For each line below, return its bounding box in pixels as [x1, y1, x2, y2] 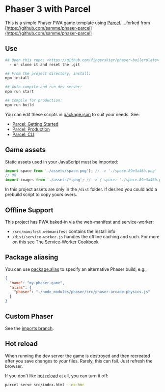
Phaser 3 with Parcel [5, 3, 91, 15]
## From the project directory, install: [5, 71, 91, 76]
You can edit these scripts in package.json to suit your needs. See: [5, 111, 140, 117]
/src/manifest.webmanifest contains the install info [12, 229, 115, 234]
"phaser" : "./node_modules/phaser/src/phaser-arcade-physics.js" [14, 290, 151, 294]
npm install [5, 75, 29, 81]
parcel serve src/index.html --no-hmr [5, 382, 84, 387]
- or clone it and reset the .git [9, 62, 80, 67]
